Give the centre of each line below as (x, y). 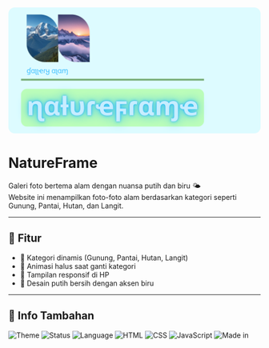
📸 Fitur (25, 238)
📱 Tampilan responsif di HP (64, 274)
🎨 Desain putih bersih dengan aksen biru (87, 283)
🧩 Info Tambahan (51, 316)
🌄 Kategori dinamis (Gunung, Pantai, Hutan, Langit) (104, 258)
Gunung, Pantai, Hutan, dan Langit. (66, 206)
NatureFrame (53, 163)
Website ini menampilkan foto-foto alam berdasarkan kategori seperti (123, 197)
